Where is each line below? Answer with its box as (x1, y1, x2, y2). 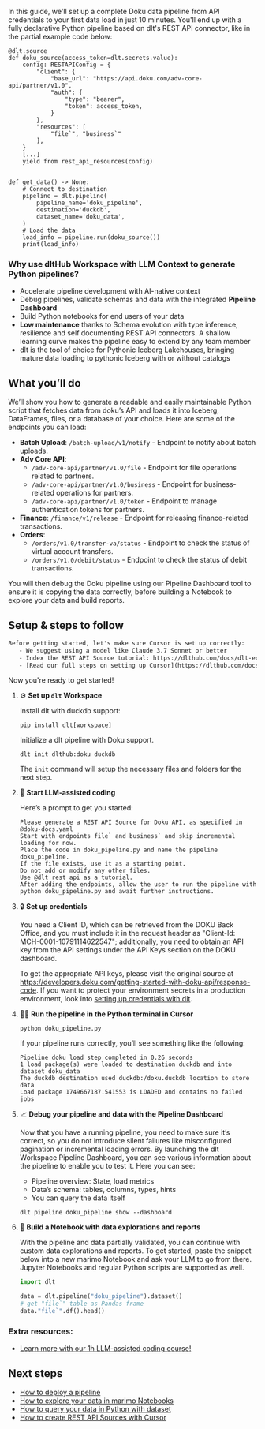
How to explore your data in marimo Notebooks (19, 1396, 174, 1405)
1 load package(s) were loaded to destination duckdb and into (19, 1061, 233, 1068)
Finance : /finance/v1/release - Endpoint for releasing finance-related (19, 513, 248, 523)
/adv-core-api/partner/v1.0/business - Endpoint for (31, 480, 203, 489)
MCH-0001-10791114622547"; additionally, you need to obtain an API (19, 937, 244, 946)
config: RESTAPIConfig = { (22, 61, 111, 69)
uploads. (19, 446, 49, 456)
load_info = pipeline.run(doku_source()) (22, 234, 160, 241)
